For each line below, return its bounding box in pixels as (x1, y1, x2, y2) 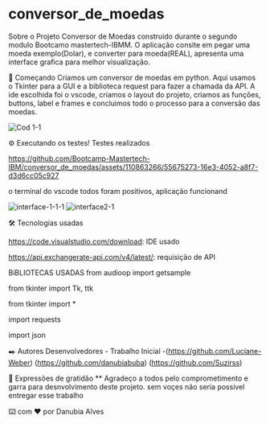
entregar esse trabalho (8, 390, 84, 400)
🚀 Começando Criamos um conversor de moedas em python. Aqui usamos (8, 72, 256, 82)
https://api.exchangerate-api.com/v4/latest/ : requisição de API (8, 252, 215, 261)
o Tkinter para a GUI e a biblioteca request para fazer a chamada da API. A (8, 81, 256, 91)
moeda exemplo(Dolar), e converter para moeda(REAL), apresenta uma (8, 48, 244, 58)
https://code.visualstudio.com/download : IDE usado (8, 237, 180, 246)
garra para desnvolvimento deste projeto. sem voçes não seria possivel (8, 381, 245, 391)
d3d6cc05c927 (8, 171, 59, 180)
